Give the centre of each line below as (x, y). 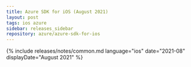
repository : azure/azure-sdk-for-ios (53, 34)
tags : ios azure (26, 23)
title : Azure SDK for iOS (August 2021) (57, 12)
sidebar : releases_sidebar (40, 28)
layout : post (22, 17)
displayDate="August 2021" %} (45, 57)
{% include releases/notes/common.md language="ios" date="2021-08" (96, 51)
